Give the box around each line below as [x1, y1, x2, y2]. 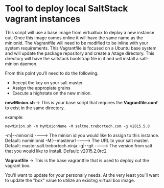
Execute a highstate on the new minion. [12, 90, 92, 96]
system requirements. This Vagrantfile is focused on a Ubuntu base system [5, 45, 157, 51]
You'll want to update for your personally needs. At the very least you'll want [5, 172, 159, 178]
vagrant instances [5, 13, 81, 24]
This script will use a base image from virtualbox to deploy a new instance [5, 29, 155, 35]
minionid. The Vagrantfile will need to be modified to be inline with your [5, 40, 148, 46]
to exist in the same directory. [5, 105, 65, 111]
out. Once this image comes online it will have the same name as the [5, 35, 143, 41]
